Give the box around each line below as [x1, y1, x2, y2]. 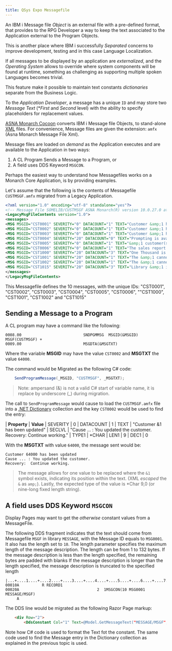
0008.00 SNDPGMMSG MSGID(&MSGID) [5, 333, 139, 338]
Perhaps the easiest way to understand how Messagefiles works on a [5, 172, 152, 178]
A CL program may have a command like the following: [5, 322, 121, 329]
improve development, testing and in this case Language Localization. [5, 48, 153, 54]
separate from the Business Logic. [5, 89, 78, 95]
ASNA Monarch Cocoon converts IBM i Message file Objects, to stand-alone [5, 120, 166, 126]
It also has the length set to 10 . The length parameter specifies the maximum [5, 541, 167, 547]
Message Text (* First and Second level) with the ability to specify [5, 105, 143, 111]
